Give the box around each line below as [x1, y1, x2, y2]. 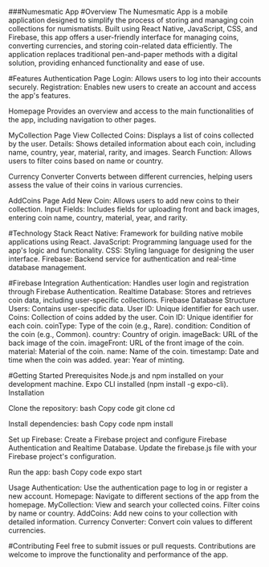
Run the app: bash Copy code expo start [8, 467, 142, 477]
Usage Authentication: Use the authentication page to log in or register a [8, 483, 248, 492]
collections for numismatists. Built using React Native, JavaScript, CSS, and [8, 24, 259, 33]
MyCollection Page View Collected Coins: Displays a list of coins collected [8, 130, 255, 140]
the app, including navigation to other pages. [8, 115, 157, 124]
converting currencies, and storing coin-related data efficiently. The [8, 41, 233, 51]
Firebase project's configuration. [8, 452, 116, 461]
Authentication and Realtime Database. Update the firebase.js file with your [8, 443, 257, 453]
